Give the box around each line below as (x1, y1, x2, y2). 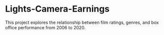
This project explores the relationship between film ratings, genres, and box (5, 19, 159, 25)
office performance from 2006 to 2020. (5, 24, 85, 30)
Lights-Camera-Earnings (5, 3, 110, 15)
